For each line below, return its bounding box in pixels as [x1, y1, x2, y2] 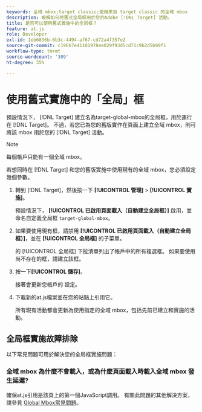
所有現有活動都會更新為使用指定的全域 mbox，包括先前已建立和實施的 [15, 306, 190, 314]
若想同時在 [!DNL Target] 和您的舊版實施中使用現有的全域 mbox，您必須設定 [6, 166, 197, 173]
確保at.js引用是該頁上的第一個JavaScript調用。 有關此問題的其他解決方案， [6, 391, 194, 399]
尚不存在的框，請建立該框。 [15, 255, 85, 263]
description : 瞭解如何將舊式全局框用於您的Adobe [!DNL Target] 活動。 [6, 14, 172, 21]
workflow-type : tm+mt [6, 48, 61, 54]
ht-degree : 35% [6, 59, 45, 65]
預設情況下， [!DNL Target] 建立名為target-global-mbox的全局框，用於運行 [6, 114, 192, 121]
